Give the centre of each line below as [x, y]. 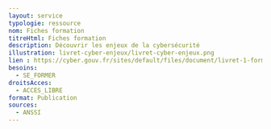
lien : [19, 61]
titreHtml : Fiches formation [57, 38]
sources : [23, 105]
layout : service [35, 16]
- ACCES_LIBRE [39, 90]
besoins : [23, 68]
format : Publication [43, 98]
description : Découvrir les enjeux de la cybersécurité [104, 46]
